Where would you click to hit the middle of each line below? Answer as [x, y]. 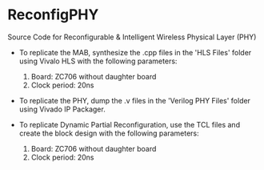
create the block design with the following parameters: [109, 133]
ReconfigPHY [53, 15]
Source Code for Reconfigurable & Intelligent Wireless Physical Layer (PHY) [132, 37]
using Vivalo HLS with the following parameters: [98, 61]
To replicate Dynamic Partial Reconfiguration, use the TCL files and [130, 124]
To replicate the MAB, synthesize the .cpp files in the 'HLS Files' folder [135, 52]
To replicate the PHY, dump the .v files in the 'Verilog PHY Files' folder [135, 100]
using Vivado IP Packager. [62, 109]
